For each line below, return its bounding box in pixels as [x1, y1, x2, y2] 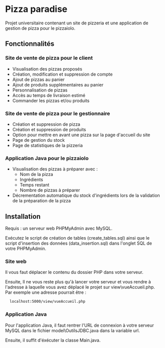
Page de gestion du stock [12, 137, 65, 143]
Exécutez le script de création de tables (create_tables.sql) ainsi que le [5, 235, 150, 241]
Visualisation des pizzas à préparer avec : [12, 166, 98, 172]
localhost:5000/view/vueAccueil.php [9, 299, 85, 304]
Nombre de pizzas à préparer [19, 187, 81, 193]
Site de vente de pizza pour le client [5, 55, 93, 62]
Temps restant [19, 182, 50, 188]
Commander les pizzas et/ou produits [12, 97, 89, 103]
